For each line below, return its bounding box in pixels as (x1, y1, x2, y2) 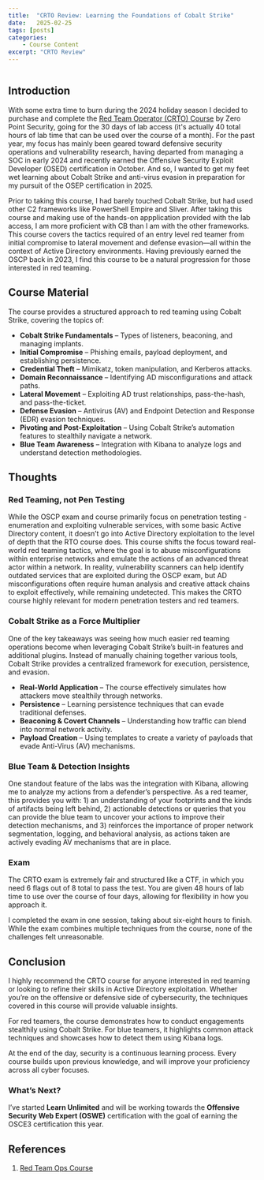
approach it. (8, 900, 47, 909)
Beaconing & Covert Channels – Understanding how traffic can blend (19, 715, 247, 726)
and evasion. (8, 667, 50, 677)
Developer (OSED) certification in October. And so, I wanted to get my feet (8, 163, 250, 174)
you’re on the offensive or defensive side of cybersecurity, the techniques (8, 993, 248, 1003)
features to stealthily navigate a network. (19, 431, 152, 440)
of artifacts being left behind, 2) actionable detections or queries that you (8, 804, 247, 813)
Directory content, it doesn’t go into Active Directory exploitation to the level (8, 529, 255, 539)
